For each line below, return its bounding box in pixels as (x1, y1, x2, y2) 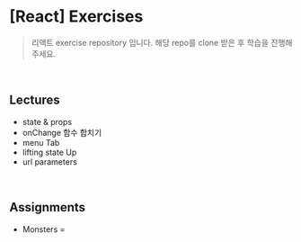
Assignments (9, 200, 86, 215)
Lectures (9, 93, 60, 108)
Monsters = (22, 223, 66, 235)
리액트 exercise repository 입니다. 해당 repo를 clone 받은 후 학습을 (31, 37, 270, 48)
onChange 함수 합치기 (22, 127, 102, 138)
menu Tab (22, 137, 60, 148)
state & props (22, 116, 73, 127)
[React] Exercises (9, 6, 144, 27)
